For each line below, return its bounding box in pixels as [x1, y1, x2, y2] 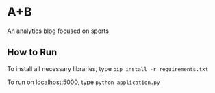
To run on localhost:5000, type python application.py [7, 78, 160, 86]
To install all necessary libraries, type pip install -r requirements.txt [7, 64, 209, 72]
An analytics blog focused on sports [7, 27, 110, 35]
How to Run [7, 46, 58, 58]
